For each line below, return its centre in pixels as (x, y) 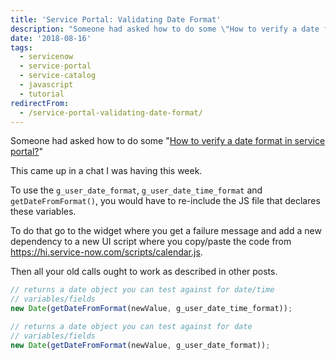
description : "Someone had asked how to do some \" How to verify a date (165, 29)
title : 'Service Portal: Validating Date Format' (116, 19)
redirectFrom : (40, 103)
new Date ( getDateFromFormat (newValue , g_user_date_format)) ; (140, 345)
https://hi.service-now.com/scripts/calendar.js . (106, 252)
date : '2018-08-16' (51, 38)
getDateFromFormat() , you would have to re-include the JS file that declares (165, 201)
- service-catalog (58, 76)
